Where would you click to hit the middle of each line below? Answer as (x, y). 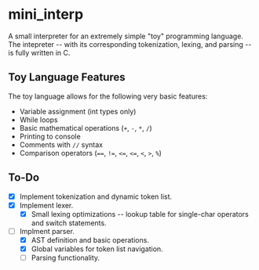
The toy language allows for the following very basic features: (108, 96)
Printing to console (50, 136)
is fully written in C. (39, 52)
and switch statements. (69, 223)
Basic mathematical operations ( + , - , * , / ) (86, 128)
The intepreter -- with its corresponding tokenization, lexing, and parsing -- (130, 44)
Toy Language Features (67, 77)
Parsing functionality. (66, 257)
